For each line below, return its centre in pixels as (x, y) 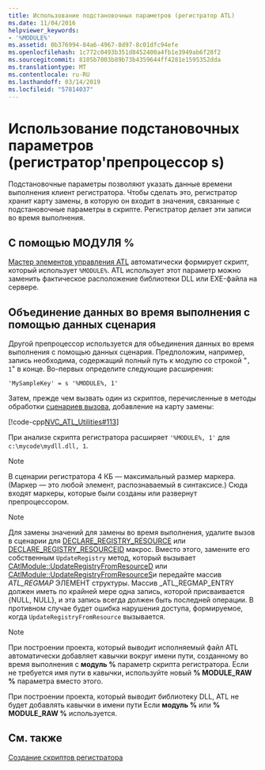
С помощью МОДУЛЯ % (71, 243)
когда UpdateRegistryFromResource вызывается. (87, 616)
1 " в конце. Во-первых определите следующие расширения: (111, 369)
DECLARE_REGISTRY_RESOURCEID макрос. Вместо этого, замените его (129, 549)
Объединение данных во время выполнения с (129, 312)
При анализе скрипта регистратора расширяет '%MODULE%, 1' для (119, 437)
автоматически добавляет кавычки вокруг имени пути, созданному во (129, 656)
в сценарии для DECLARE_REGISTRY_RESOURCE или (97, 541)
